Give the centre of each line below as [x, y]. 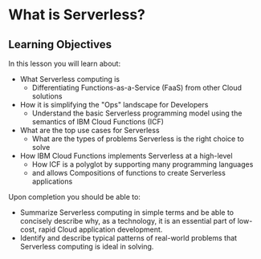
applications [52, 181]
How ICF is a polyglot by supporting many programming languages [143, 164]
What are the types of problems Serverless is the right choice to [138, 139]
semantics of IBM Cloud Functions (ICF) [98, 121]
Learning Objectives [60, 45]
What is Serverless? [77, 15]
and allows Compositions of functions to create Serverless [129, 173]
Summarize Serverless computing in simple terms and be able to [127, 212]
